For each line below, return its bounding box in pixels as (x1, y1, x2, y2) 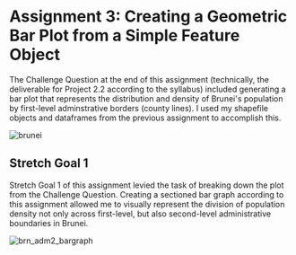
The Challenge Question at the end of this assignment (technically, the (9, 74, 270, 84)
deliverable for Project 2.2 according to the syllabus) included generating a (9, 84, 286, 94)
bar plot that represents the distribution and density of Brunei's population (9, 92, 283, 104)
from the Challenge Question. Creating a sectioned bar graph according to (9, 189, 284, 199)
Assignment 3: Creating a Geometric (9, 6, 288, 27)
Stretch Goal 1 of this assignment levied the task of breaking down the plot (9, 180, 284, 190)
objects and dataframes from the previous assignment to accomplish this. (9, 112, 282, 123)
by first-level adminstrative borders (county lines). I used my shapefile (9, 102, 269, 113)
